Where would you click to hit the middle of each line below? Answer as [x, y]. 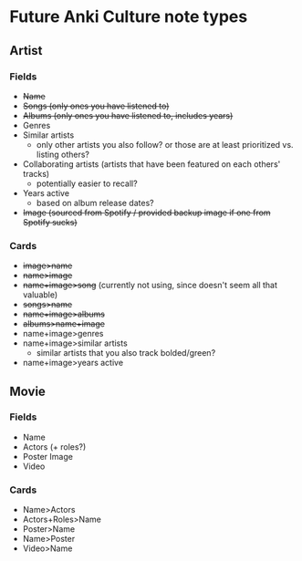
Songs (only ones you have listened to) [96, 106]
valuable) [40, 295]
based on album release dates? [95, 203]
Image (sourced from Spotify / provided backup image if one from [146, 213]
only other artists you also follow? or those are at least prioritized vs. [165, 144]
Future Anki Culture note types [129, 17]
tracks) [36, 173]
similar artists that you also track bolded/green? [126, 353]
